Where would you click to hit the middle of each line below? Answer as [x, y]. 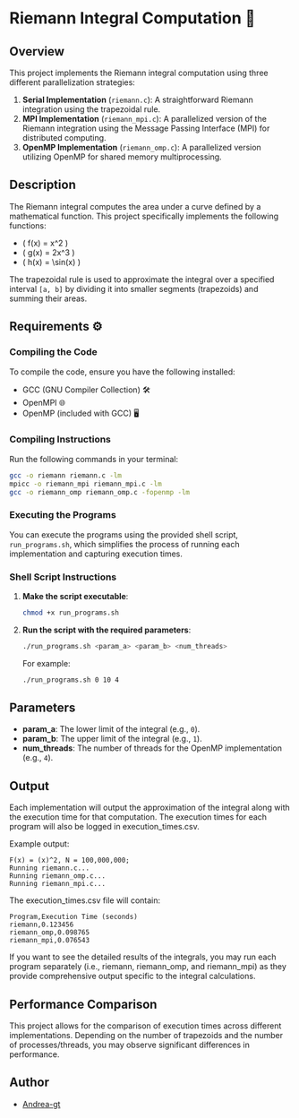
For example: [46, 663]
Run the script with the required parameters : [107, 630]
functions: [28, 225]
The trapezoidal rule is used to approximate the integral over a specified [142, 279]
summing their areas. [48, 298]
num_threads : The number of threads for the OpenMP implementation [152, 748]
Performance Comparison [83, 1004]
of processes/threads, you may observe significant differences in [130, 1045]
